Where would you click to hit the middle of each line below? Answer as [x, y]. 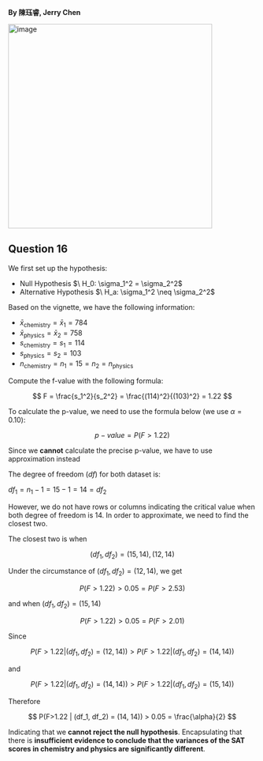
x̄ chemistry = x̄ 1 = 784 [54, 323]
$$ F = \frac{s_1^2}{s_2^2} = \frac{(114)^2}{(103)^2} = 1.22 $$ [132, 396]
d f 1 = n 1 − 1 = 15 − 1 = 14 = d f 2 [57, 490]
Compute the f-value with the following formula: [86, 380]
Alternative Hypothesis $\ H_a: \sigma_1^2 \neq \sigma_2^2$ [117, 292]
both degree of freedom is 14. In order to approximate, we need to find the [129, 515]
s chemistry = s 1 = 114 [52, 344]
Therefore [24, 701]
